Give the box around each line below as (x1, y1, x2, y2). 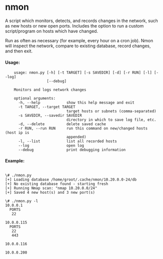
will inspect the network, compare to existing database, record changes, (5, 43, 151, 49)
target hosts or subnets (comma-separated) (66, 109, 157, 114)
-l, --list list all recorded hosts (18, 139, 117, 144)
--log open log (18, 143, 84, 148)
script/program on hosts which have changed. (5, 28, 98, 34)
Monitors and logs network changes (14, 87, 87, 92)
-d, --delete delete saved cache (18, 122, 106, 127)
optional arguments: (14, 96, 56, 101)
